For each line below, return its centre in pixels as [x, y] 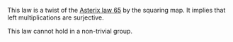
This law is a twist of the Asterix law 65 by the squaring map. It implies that [116, 10]
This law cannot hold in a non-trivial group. [70, 31]
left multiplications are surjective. [56, 17]
